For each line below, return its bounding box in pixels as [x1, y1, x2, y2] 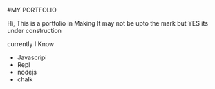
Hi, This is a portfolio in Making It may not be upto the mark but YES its [7, 19, 209, 27]
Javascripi [17, 53, 47, 61]
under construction [7, 27, 62, 34]
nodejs [17, 68, 37, 76]
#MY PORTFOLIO [7, 6, 57, 14]
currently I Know [7, 40, 55, 48]
